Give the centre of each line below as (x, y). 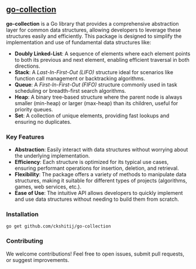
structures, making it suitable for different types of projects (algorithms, (101, 181)
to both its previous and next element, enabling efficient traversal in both (102, 60)
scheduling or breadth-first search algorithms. (70, 90)
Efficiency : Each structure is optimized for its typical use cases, (92, 162)
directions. (27, 66)
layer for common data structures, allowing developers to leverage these (94, 30)
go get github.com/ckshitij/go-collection (59, 226)
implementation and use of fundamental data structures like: (79, 42)
